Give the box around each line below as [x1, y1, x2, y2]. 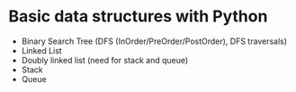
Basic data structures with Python [8, 6, 268, 27]
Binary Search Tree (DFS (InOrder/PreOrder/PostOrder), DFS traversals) [21, 36, 288, 46]
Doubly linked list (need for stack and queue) [21, 54, 189, 65]
